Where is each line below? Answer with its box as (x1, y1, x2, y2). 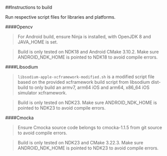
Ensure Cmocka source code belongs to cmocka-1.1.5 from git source (17, 125, 162, 130)
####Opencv (5, 24, 33, 30)
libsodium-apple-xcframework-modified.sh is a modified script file (17, 74, 155, 80)
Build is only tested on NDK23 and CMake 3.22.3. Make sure (17, 140, 144, 145)
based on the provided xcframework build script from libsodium (17, 79, 150, 85)
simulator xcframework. (17, 90, 67, 95)
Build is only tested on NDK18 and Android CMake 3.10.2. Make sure (17, 49, 159, 55)
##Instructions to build (5, 5, 52, 10)
